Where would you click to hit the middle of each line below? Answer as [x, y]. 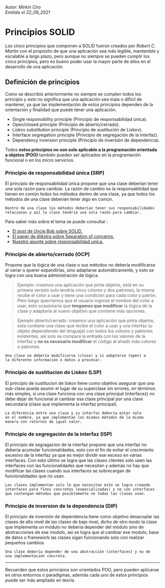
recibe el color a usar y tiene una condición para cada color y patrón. [87, 295]
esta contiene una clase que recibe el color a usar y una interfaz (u [85, 326]
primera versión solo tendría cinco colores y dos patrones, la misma [86, 290]
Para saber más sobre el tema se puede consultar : [57, 222]
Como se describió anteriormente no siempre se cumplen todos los [73, 94]
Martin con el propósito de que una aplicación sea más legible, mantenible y [82, 51]
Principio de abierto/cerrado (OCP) [47, 254]
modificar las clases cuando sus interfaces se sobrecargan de [68, 470]
